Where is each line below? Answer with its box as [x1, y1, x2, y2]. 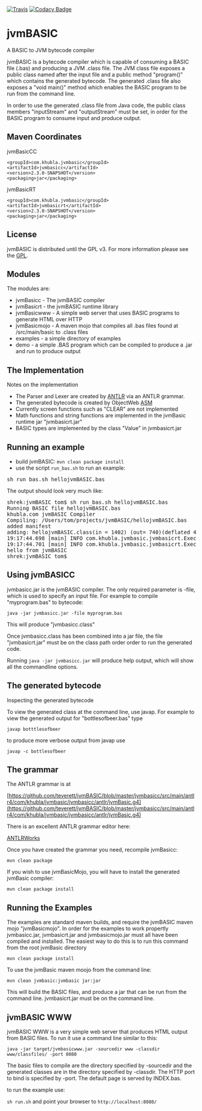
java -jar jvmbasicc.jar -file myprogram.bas [7, 610, 122, 616]
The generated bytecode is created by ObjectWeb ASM [15, 399, 153, 407]
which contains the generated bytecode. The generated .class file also [7, 77, 181, 84]
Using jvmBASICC [7, 570, 76, 580]
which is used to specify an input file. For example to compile [7, 592, 158, 599]
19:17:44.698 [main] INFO [7, 535, 83, 542]
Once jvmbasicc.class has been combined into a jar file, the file [7, 632, 163, 640]
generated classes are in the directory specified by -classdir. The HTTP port [7, 1068, 195, 1076]
